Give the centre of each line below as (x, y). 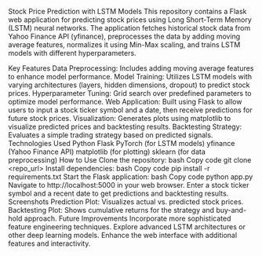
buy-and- (231, 210)
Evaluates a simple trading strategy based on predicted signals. (111, 135)
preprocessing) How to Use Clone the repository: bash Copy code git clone (130, 160)
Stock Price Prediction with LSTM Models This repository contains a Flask (127, 11)
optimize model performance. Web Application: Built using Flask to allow (125, 102)
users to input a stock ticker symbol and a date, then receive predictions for (130, 110)
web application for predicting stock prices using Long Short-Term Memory (130, 20)
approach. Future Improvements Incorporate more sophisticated (127, 218)
